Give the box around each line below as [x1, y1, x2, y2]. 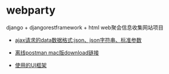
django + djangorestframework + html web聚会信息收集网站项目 [6, 24, 164, 31]
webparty [6, 4, 56, 17]
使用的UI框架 [14, 62, 47, 69]
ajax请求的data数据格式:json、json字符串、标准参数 [14, 36, 142, 43]
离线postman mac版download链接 [14, 49, 99, 56]
